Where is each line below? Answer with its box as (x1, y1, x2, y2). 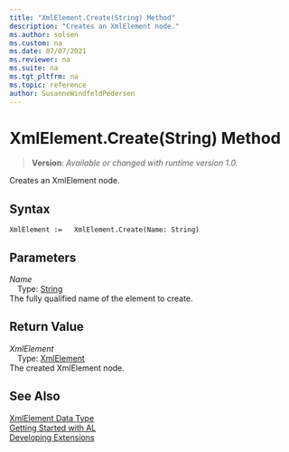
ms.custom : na (9, 38, 63, 48)
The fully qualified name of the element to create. (9, 293, 193, 304)
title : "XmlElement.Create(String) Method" (9, 13, 176, 23)
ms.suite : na (9, 64, 59, 73)
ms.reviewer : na (9, 55, 70, 64)
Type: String (17, 284, 63, 295)
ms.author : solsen (9, 30, 79, 39)
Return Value (9, 319, 84, 334)
